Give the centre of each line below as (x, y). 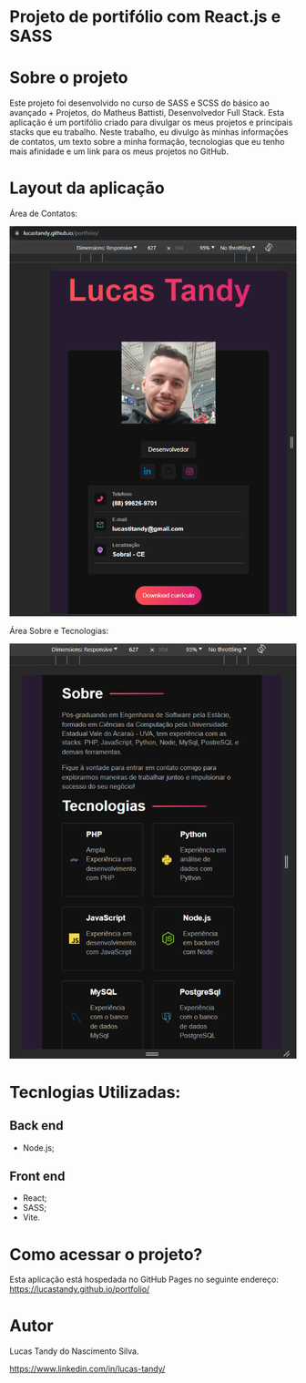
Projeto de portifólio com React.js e (145, 17)
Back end (36, 1126)
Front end (37, 1176)
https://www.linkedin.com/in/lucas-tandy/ (87, 1369)
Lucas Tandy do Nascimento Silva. (74, 1351)
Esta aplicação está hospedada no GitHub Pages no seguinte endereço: (144, 1280)
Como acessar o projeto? (106, 1254)
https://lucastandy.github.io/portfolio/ (80, 1289)
